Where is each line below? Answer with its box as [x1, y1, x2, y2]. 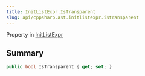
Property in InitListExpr [6, 31, 63, 38]
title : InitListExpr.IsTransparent [6, 8, 96, 15]
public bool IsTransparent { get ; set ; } [6, 64, 112, 70]
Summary [6, 48, 44, 58]
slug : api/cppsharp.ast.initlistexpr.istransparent [6, 14, 139, 20]
